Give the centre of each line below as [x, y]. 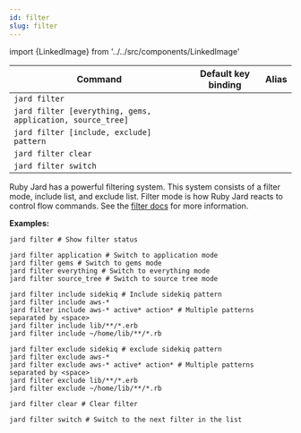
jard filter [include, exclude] [83, 132]
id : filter [30, 17]
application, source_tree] [71, 120]
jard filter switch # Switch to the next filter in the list [126, 420]
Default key [225, 73]
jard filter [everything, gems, [83, 111]
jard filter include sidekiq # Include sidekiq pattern [116, 294]
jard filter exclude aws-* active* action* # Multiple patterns [132, 365]
